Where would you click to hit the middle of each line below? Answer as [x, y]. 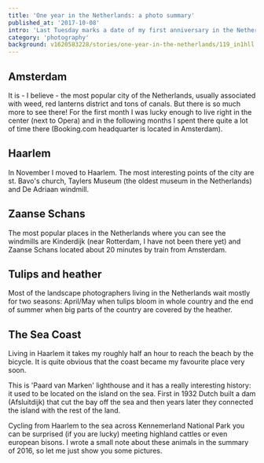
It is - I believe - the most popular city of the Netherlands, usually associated [132, 95]
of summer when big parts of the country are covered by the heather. [121, 310]
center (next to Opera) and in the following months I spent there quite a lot [128, 120]
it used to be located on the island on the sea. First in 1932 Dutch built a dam [132, 394]
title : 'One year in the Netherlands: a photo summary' [101, 15]
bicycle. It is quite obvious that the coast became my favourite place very [126, 362]
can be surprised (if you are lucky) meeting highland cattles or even [118, 434]
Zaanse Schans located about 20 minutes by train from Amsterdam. [117, 249]
